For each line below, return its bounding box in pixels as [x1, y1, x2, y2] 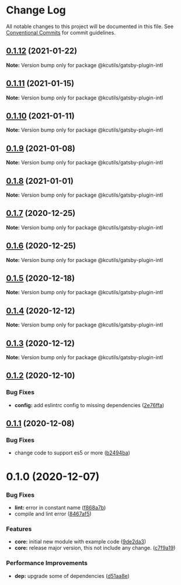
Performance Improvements [6, 559, 88, 567]
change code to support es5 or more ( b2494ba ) [14, 449, 130, 456]
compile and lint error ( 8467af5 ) [14, 510, 92, 517]
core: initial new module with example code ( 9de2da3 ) [14, 538, 147, 545]
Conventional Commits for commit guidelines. [6, 29, 116, 36]
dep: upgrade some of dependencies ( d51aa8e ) [14, 572, 130, 579]
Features [6, 525, 32, 533]
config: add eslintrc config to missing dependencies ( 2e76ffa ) [14, 401, 165, 408]
